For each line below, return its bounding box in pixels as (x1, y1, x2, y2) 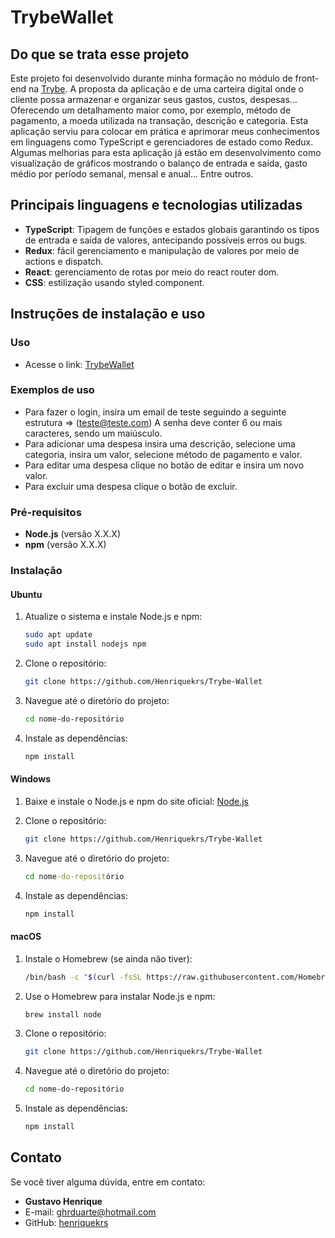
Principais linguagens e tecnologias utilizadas (10, 197, 303, 214)
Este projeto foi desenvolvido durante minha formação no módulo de (10, 72, 293, 84)
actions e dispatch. (24, 255, 104, 267)
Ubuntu (10, 588, 43, 600)
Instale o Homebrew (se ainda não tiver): (24, 952, 193, 965)
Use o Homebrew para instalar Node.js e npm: (24, 990, 216, 1002)
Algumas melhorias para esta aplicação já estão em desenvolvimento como (10, 147, 322, 158)
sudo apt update (24, 630, 93, 640)
